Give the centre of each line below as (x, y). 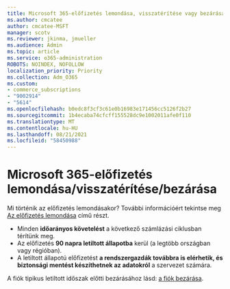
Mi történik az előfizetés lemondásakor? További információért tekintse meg (114, 208)
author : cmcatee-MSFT (38, 26)
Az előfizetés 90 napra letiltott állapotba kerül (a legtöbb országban (114, 243)
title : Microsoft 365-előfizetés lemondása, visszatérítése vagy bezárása (116, 13)
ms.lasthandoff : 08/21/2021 (47, 134)
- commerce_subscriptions (44, 90)
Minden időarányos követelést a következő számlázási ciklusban (109, 229)
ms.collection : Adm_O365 (42, 77)
